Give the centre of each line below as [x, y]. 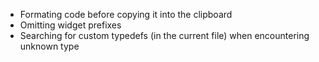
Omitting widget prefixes [70, 25]
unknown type [49, 46]
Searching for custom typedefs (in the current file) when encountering [164, 35]
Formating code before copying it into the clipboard [126, 14]
